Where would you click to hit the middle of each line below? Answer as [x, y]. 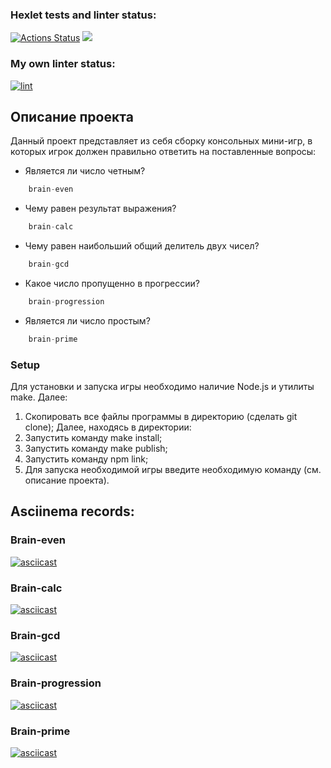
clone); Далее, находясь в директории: [108, 427]
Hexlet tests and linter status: [83, 15]
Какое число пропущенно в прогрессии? [112, 284]
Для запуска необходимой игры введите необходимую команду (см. [173, 470]
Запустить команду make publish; [96, 449]
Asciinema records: [72, 511]
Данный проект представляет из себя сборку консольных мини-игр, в [161, 141]
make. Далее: [39, 397]
